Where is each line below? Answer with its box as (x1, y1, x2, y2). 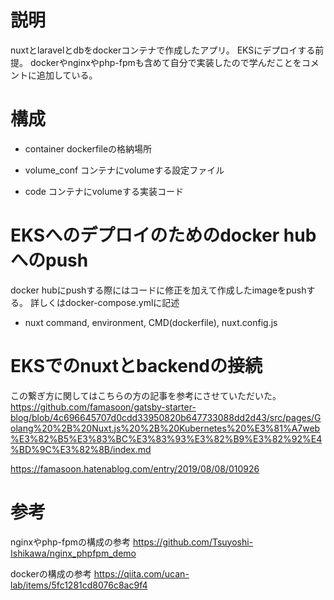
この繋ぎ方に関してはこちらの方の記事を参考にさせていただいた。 (10, 389, 282, 401)
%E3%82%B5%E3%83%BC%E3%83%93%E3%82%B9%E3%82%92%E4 (10, 432, 323, 445)
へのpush (10, 249, 89, 272)
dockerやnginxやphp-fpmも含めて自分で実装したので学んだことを (29, 56, 302, 68)
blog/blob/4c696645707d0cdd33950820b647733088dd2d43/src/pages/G (10, 411, 322, 423)
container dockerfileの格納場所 (24, 142, 153, 155)
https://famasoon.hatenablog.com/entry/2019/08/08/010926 (10, 462, 260, 475)
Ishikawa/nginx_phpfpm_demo (10, 547, 137, 559)
